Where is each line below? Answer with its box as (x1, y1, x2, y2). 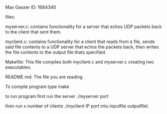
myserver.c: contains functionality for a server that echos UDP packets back (5, 23, 162, 29)
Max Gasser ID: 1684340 (5, 4, 56, 10)
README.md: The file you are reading (5, 74, 83, 79)
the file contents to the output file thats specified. (5, 49, 107, 55)
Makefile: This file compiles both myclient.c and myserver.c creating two (5, 59, 154, 64)
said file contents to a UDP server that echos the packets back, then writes (5, 44, 159, 49)
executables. (5, 64, 31, 70)
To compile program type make (5, 83, 70, 89)
